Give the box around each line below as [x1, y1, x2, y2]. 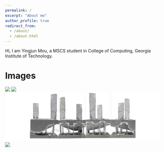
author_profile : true [5, 18, 50, 23]
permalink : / [5, 8, 32, 13]
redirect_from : [5, 24, 36, 28]
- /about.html [9, 34, 38, 39]
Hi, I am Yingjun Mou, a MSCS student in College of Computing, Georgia [5, 48, 151, 53]
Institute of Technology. [5, 53, 53, 59]
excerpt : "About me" [5, 13, 48, 18]
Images [5, 70, 36, 81]
